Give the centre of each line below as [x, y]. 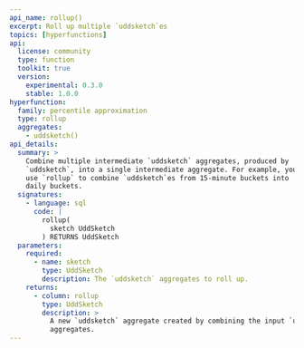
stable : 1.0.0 [52, 93]
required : [44, 254]
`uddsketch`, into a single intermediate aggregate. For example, [153, 169]
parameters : [40, 246]
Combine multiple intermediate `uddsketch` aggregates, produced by [157, 161]
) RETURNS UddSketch [81, 237]
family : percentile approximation [82, 111]
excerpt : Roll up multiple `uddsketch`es [89, 26]
